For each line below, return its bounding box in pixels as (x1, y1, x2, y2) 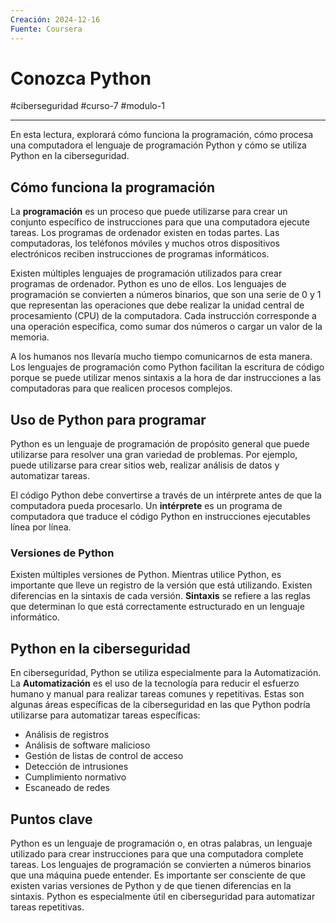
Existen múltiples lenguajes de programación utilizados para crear (10, 267, 283, 280)
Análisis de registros (24, 729, 110, 741)
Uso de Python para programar (10, 411, 207, 428)
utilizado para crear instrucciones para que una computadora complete (10, 847, 304, 860)
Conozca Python (10, 67, 152, 90)
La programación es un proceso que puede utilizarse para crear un (10, 206, 288, 218)
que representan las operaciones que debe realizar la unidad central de (10, 299, 305, 311)
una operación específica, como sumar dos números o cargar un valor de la (10, 321, 323, 333)
